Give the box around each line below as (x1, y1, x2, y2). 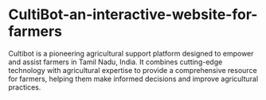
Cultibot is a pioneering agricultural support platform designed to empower (8, 48, 254, 58)
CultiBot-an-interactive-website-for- (8, 6, 258, 24)
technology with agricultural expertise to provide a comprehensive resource (8, 65, 257, 75)
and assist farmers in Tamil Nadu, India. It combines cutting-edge (8, 57, 223, 67)
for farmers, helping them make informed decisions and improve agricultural (8, 74, 259, 83)
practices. (8, 82, 41, 92)
